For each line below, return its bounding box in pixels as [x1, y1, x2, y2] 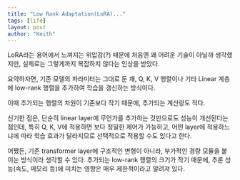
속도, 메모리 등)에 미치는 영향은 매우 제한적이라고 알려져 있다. [15, 164, 186, 173]
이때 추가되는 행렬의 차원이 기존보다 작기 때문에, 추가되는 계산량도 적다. [7, 99, 206, 107]
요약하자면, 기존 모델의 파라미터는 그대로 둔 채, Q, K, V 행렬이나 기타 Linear [7, 75, 217, 83]
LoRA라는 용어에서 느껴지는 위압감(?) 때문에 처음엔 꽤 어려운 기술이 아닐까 [7, 51, 214, 59]
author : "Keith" [7, 30, 56, 38]
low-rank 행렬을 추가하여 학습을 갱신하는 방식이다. [14, 83, 156, 92]
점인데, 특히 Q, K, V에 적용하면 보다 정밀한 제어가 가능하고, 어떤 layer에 [7, 122, 206, 132]
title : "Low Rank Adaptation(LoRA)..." [7, 10, 126, 18]
